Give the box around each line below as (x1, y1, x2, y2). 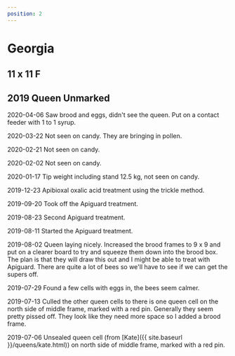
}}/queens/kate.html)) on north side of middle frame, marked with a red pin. (7, 341, 226, 349)
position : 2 (7, 10, 42, 18)
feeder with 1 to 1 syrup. (7, 118, 76, 127)
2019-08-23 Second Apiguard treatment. (7, 213, 126, 221)
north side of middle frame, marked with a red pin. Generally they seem (7, 305, 214, 313)
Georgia (7, 40, 55, 56)
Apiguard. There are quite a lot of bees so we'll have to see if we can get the (7, 263, 228, 271)
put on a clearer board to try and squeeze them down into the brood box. (7, 248, 218, 256)
